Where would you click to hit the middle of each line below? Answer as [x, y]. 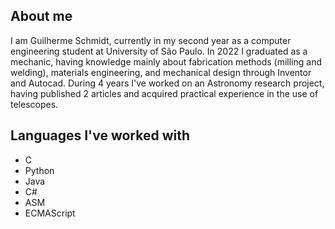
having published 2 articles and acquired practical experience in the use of [164, 93]
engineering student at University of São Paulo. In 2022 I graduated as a [159, 51]
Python [39, 170]
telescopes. [34, 104]
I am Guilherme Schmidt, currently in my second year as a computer [151, 40]
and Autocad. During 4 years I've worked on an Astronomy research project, [167, 83]
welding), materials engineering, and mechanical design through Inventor [161, 72]
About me [41, 16]
